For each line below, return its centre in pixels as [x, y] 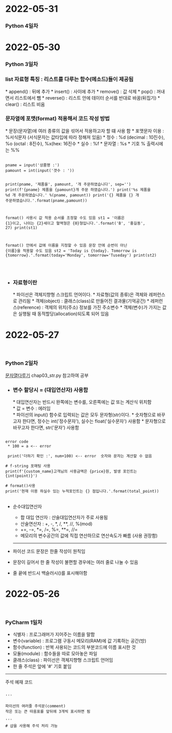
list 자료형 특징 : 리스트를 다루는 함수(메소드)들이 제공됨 [70, 79]
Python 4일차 [22, 26]
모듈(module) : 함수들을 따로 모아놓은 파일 [55, 654]
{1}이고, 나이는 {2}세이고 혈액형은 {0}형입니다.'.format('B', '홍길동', [75, 224]
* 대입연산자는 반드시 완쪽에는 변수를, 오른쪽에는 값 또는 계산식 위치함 [82, 402]
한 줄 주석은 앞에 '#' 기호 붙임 [42, 667]
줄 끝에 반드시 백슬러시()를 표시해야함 [50, 573]
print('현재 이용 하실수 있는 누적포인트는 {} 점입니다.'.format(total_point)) [82, 491]
